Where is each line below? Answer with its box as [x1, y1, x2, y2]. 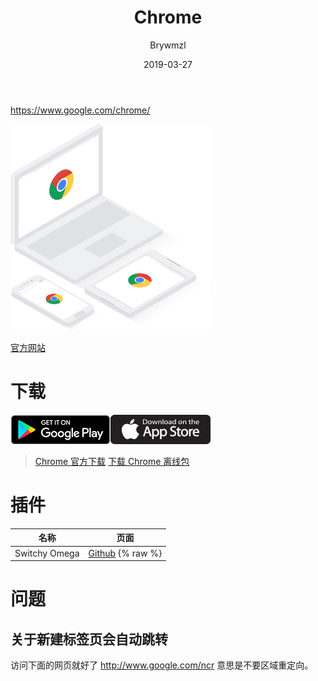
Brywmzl [149, 39, 187, 51]
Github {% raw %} [88, 547, 163, 559]
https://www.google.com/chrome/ [10, 104, 151, 116]
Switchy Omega [14, 547, 80, 559]
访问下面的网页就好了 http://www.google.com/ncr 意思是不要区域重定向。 [10, 659, 314, 671]
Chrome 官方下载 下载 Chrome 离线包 [34, 455, 190, 467]
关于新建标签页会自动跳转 [10, 631, 168, 648]
